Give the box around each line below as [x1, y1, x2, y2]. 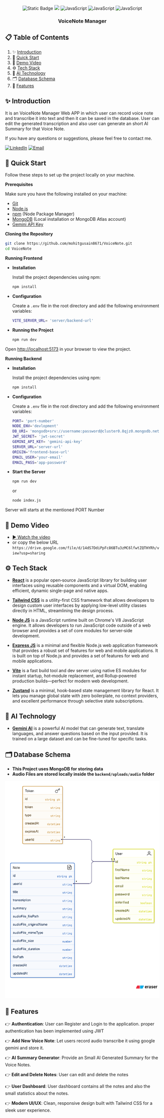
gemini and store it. [5, 1045, 44, 1051]
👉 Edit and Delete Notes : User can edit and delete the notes [5, 1071, 129, 1077]
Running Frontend [5, 255, 43, 261]
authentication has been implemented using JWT [5, 1028, 104, 1034]
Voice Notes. [5, 1061, 31, 1067]
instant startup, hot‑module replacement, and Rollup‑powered [12, 673, 137, 678]
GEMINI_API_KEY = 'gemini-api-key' [12, 440, 83, 444]
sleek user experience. [5, 1107, 51, 1113]
